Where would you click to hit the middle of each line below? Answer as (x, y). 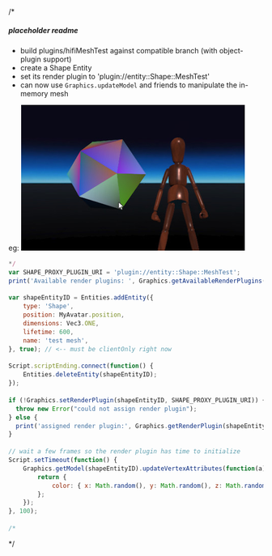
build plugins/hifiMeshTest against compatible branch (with (119, 50)
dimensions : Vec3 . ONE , (61, 324)
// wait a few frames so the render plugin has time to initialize (125, 452)
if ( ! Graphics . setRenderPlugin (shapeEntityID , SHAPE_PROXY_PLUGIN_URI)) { (137, 400)
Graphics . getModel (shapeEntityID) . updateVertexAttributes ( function (139, 469)
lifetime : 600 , (49, 332)
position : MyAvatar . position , (74, 315)
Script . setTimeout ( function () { (63, 461)
